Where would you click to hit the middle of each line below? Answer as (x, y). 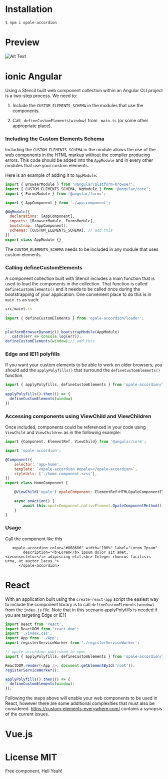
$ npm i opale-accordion (31, 23)
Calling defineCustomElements (44, 267)
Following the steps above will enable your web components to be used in (81, 698)
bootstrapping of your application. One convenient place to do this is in (78, 294)
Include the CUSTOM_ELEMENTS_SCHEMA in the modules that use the (78, 105)
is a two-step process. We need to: (41, 96)
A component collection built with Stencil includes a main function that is (80, 278)
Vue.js (19, 734)
